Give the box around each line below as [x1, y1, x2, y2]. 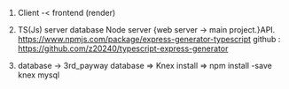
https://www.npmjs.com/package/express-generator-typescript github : [17, 34, 281, 44]
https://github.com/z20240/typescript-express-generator [17, 43, 229, 54]
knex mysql [17, 70, 60, 80]
